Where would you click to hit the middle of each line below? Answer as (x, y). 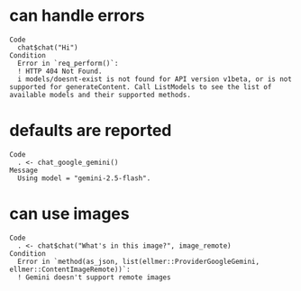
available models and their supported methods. (100, 95)
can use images (69, 214)
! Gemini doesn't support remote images (94, 277)
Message (24, 170)
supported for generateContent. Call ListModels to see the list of (141, 86)
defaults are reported (91, 131)
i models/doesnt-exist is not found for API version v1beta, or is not (155, 79)
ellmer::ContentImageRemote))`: (70, 269)
